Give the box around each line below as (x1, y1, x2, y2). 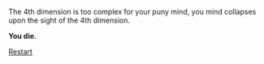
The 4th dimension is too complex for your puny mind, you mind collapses (8, 7, 257, 16)
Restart (8, 47, 32, 56)
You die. (8, 32, 37, 41)
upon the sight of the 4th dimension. (8, 15, 131, 25)
